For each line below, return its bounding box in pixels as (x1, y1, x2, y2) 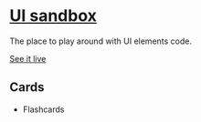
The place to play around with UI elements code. (9, 36, 192, 46)
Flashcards (22, 104, 65, 115)
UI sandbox (9, 5, 98, 26)
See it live (9, 53, 47, 64)
